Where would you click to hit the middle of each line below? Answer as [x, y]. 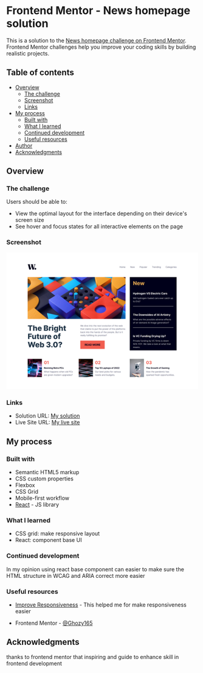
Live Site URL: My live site [47, 422]
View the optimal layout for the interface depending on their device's [101, 213]
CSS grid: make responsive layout [57, 533]
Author [24, 145]
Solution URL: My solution [47, 416]
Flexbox [25, 485]
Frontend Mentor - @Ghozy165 [54, 623]
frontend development [34, 663]
